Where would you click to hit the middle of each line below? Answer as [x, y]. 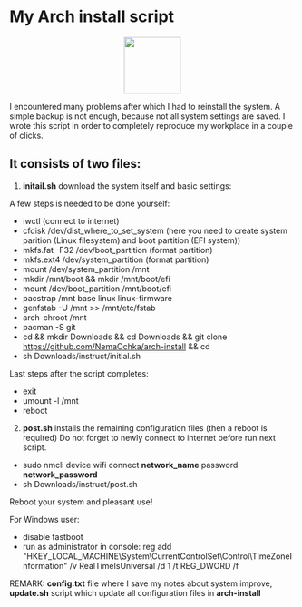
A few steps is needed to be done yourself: [90, 203]
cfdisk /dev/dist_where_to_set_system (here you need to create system [155, 230]
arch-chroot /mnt [55, 317]
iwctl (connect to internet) [71, 220]
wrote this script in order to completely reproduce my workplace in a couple [151, 125]
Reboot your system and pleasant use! [81, 502]
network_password [60, 475]
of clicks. [26, 135]
